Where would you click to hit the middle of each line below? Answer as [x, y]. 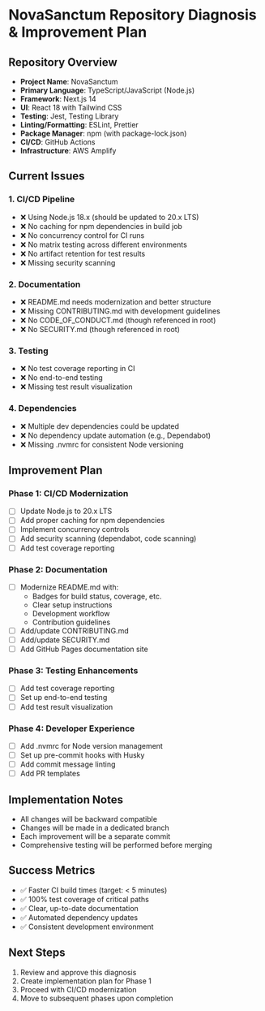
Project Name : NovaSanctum [69, 82]
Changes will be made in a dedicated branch [95, 827]
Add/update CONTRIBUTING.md [74, 630]
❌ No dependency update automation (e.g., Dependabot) [115, 435]
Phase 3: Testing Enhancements [73, 671]
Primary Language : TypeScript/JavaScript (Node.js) [107, 90]
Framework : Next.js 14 [58, 99]
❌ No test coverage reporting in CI [77, 369]
